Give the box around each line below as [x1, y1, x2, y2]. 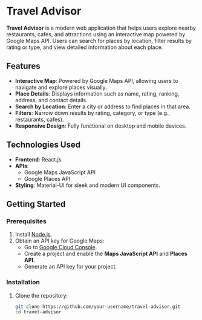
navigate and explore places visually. [15, 83, 107, 91]
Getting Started [6, 198, 66, 209]
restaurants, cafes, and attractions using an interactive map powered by [6, 30, 186, 38]
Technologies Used [6, 140, 80, 150]
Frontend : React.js [15, 155, 62, 163]
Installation [6, 278, 41, 287]
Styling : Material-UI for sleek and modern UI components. [15, 181, 160, 189]
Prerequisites [6, 217, 47, 225]
